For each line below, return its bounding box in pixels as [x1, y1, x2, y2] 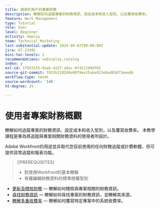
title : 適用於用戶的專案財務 [5, 7, 57, 12]
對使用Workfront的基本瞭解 [24, 169, 79, 175]
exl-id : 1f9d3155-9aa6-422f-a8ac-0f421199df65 [5, 66, 101, 71]
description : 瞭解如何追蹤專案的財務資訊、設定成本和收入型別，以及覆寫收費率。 [5, 12, 149, 16]
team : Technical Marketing [5, 39, 60, 44]
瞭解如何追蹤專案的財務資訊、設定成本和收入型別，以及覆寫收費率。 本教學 [5, 127, 156, 133]
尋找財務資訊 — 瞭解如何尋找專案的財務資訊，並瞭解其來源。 [12, 192, 134, 198]
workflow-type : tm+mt [5, 75, 49, 80]
